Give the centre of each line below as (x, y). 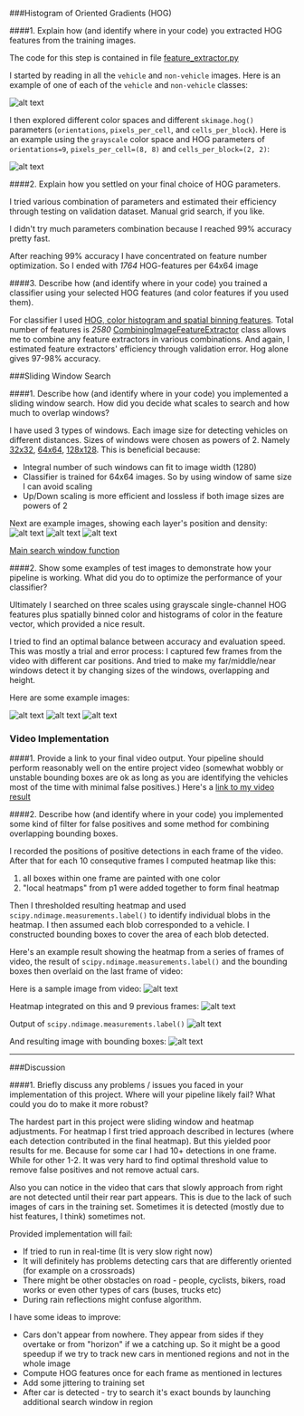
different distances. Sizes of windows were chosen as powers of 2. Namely (150, 440)
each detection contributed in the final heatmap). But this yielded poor (140, 1141)
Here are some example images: (70, 698)
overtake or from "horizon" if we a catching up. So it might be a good (151, 1344)
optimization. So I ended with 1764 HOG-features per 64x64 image (134, 265)
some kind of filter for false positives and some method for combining (139, 824)
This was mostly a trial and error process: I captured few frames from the (146, 651)
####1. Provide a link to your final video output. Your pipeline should (137, 758)
